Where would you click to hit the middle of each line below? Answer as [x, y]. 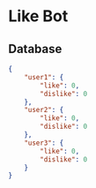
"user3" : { [44, 143]
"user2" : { [44, 110]
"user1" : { [44, 77]
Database [35, 49]
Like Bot [38, 16]
